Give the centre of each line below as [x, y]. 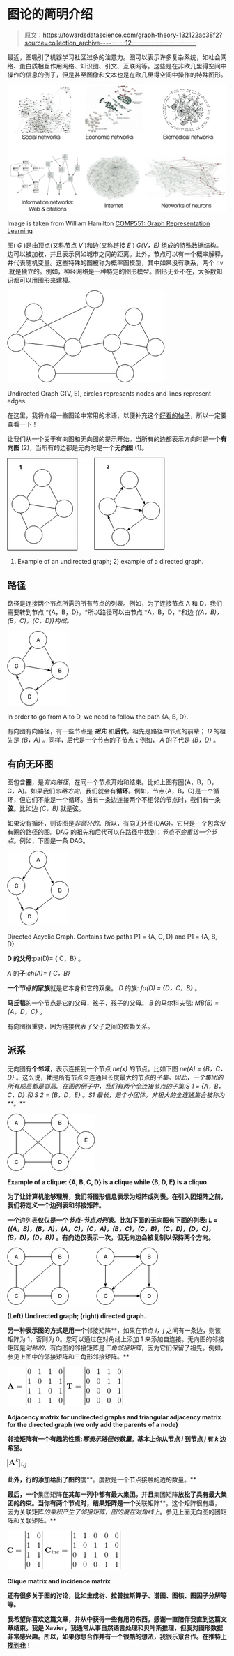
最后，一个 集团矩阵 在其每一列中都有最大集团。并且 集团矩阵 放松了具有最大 [114, 1494]
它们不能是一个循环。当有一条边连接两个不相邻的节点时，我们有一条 [123, 799]
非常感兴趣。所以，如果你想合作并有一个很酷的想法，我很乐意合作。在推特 [114, 1636]
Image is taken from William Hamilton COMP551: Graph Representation [109, 223]
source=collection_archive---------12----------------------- [110, 43]
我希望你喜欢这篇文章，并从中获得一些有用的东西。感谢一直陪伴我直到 [108, 1619]
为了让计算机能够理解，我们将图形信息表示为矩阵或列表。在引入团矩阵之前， [117, 1196]
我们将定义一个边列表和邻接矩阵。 [56, 1205]
